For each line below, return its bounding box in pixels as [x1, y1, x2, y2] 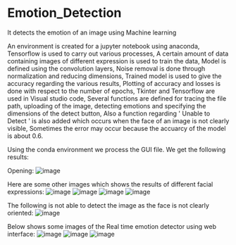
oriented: [7, 208, 34, 217]
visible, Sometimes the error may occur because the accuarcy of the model [7, 124, 226, 132]
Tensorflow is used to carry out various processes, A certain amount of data [7, 49, 229, 58]
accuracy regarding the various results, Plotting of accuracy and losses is [7, 79, 221, 87]
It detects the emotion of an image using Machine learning [7, 28, 177, 37]
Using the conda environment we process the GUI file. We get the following [7, 145, 226, 153]
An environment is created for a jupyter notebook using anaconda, [7, 42, 200, 50]
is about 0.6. [7, 132, 44, 140]
